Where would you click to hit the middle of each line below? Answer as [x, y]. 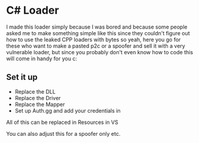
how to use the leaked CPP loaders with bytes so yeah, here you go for [94, 39]
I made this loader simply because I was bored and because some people [97, 27]
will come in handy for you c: [42, 58]
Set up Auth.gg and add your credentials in [68, 110]
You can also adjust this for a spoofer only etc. [63, 133]
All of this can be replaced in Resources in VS [62, 122]
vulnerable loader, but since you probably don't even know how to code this [99, 52]
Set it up [22, 77]
